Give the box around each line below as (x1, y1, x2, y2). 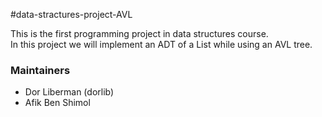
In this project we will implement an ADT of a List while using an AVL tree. (10, 39, 313, 50)
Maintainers (10, 63, 71, 77)
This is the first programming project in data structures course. (10, 28, 269, 39)
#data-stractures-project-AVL (10, 9, 133, 20)
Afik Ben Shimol (24, 97, 91, 109)
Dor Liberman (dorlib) (24, 86, 115, 98)
